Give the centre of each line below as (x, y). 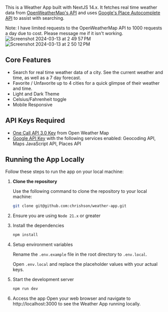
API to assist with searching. (35, 18)
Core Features (28, 60)
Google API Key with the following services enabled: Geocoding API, (84, 138)
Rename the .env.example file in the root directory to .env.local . (80, 254)
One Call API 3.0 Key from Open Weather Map (61, 133)
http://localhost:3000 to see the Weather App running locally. (77, 304)
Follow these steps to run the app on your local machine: (64, 171)
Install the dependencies (38, 226)
